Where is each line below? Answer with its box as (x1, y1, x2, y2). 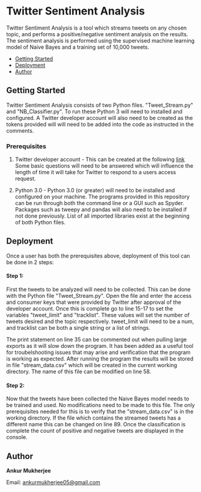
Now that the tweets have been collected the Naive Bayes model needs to (6, 395, 190, 402)
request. (14, 175, 36, 182)
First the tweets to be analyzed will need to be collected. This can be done (6, 286, 191, 293)
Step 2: (6, 382, 25, 389)
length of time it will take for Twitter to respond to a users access (14, 169, 176, 176)
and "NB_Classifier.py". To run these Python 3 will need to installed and (6, 107, 182, 115)
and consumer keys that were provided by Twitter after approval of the (6, 298, 182, 306)
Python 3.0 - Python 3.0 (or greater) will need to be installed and (14, 187, 175, 194)
